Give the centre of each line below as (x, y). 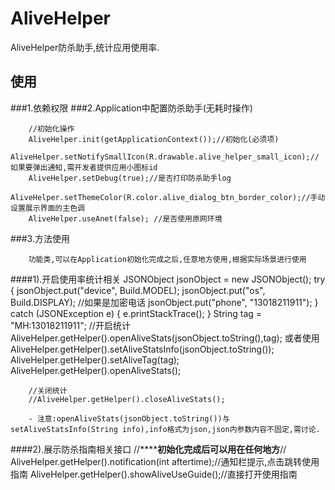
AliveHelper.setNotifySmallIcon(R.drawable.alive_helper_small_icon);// (165, 157)
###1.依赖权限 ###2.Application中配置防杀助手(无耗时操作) (131, 108)
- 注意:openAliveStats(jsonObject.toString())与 (129, 418)
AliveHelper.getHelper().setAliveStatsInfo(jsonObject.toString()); (142, 349)
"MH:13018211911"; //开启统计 (70, 325)
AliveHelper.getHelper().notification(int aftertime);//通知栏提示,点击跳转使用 (165, 461)
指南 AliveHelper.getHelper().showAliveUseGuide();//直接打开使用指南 (154, 474)
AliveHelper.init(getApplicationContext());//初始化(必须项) (154, 139)
